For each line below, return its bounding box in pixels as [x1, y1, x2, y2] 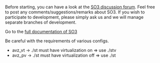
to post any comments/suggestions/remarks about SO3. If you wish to [5, 9, 145, 15]
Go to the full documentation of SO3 [5, 29, 78, 34]
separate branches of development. [5, 19, 77, 25]
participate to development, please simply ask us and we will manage [5, 14, 144, 20]
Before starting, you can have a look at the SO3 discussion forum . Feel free [5, 4, 155, 10]
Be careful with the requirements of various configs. [5, 38, 109, 44]
